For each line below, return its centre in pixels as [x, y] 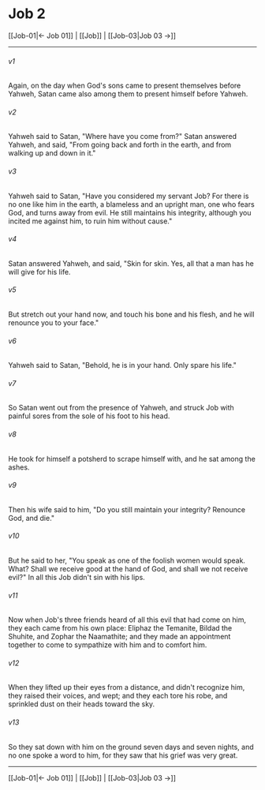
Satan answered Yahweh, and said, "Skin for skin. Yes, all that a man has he [131, 263]
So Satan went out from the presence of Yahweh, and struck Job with [121, 408]
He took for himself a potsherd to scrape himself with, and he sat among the [132, 459]
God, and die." [32, 518]
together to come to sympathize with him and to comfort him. [108, 645]
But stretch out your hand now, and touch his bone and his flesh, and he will [131, 314]
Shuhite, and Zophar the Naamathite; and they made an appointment [119, 637]
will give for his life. [39, 271]
